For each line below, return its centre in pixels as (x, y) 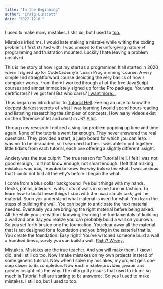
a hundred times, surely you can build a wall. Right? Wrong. (65, 241)
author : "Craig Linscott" (31, 14)
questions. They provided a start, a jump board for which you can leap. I (78, 138)
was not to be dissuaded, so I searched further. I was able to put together (79, 144)
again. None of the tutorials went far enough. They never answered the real (81, 133)
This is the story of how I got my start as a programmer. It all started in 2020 (82, 67)
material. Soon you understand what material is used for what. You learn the (81, 199)
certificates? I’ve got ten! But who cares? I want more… (61, 93)
